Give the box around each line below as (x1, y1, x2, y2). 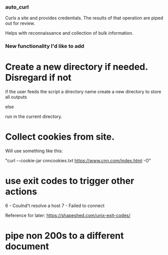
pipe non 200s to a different (5, 230, 124, 241)
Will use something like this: (5, 148, 63, 154)
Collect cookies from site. (5, 131, 115, 143)
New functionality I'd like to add (5, 43, 85, 50)
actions (5, 186, 37, 198)
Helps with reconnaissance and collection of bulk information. (5, 30, 133, 36)
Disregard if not (5, 72, 72, 84)
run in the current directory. (5, 113, 62, 119)
